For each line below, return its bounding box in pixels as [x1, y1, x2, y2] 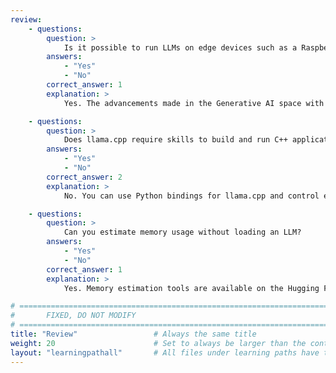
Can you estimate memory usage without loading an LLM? [63, 227, 302, 238]
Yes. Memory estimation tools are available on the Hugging [63, 283, 320, 293]
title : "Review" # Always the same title [10, 329, 257, 339]
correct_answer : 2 [46, 172, 123, 182]
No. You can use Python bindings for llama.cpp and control [63, 191, 320, 201]
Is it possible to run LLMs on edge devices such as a [63, 42, 298, 53]
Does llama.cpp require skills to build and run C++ [63, 135, 288, 145]
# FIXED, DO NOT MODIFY [10, 311, 137, 321]
